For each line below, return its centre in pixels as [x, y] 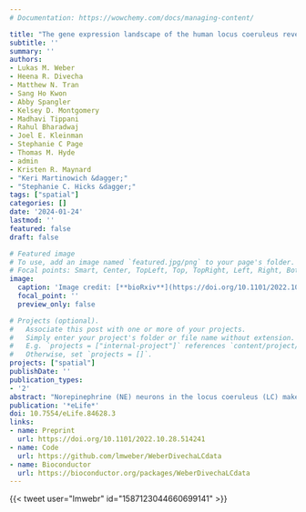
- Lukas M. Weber [42, 68]
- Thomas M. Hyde [42, 153]
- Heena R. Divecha [46, 77]
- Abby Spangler [40, 102]
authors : [26, 60]
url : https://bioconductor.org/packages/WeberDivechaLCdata [134, 473]
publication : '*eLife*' [55, 406]
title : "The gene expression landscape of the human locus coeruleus [144, 34]
